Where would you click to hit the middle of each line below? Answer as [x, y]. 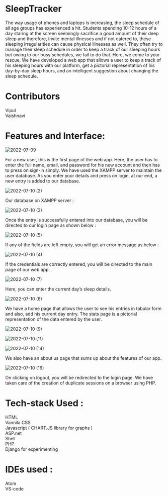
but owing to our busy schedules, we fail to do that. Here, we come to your [82, 55]
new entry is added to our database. [43, 181]
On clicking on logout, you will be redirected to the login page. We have [79, 377]
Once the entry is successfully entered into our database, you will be [76, 220]
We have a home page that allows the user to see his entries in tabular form [83, 308]
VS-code [15, 488]
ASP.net [14, 433]
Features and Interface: [55, 136]
